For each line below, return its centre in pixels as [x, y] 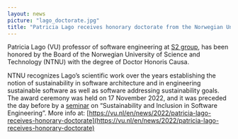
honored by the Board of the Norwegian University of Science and [104, 54]
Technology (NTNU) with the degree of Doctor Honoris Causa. [98, 62]
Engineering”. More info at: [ [49, 113]
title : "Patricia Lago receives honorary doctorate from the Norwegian [115, 27]
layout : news [27, 14]
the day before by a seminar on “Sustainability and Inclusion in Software [113, 106]
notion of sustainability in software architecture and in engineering [104, 83]
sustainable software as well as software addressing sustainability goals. [113, 91]
